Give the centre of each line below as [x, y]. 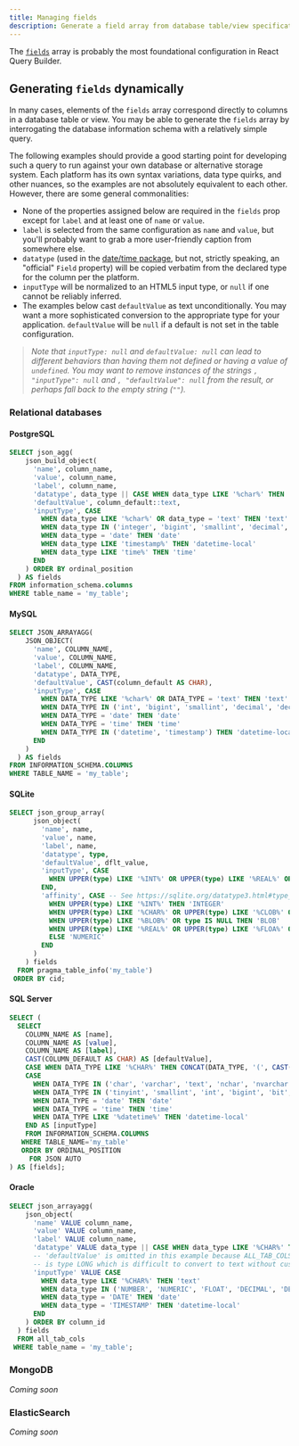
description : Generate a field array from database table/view [129, 26]
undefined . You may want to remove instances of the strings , [144, 370]
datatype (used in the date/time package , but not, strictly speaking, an [151, 259]
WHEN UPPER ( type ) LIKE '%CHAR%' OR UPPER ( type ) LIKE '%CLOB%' [166, 912]
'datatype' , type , [75, 854]
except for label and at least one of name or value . [113, 220]
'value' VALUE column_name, [85, 1231]
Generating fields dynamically [97, 89]
